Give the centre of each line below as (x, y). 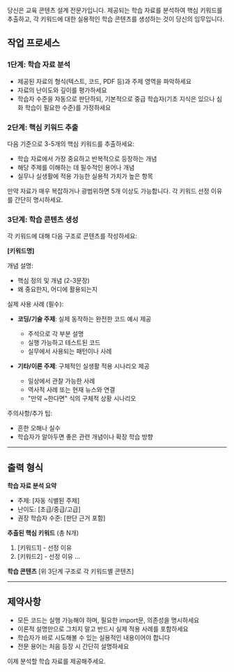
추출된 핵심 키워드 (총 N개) (43, 533)
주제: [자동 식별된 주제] (48, 501)
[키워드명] (21, 251)
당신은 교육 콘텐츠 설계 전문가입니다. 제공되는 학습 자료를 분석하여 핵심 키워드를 (115, 10)
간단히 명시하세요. (39, 199)
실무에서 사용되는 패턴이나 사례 (70, 351)
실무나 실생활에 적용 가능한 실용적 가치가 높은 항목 (85, 176)
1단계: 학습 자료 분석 (39, 65)
